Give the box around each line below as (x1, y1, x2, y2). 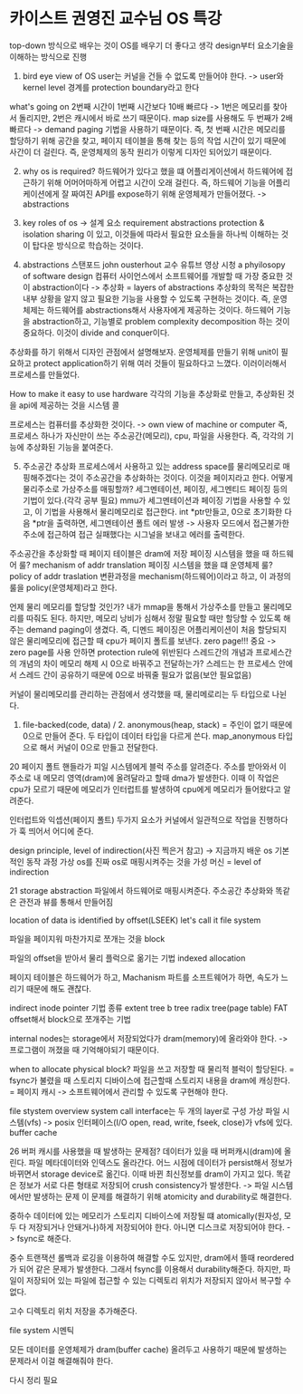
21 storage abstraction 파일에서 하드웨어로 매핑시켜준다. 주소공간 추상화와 (9, 885, 274, 895)
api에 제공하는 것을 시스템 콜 (18, 400, 120, 411)
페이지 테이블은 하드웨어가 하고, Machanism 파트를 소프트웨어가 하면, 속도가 (9, 972, 279, 983)
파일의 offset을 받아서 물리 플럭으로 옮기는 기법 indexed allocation (9, 953, 246, 963)
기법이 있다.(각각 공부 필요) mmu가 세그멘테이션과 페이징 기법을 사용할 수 (22, 495, 281, 506)
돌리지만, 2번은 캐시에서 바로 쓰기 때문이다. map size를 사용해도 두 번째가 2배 (18, 112, 294, 123)
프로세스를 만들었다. (9, 369, 80, 380)
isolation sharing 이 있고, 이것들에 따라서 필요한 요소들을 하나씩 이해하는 (22, 228, 279, 239)
